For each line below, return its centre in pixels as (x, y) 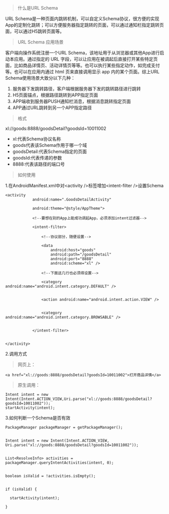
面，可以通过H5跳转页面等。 (35, 31)
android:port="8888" (72, 259)
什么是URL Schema (38, 8)
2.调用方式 (16, 354)
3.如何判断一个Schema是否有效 (38, 418)
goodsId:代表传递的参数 (37, 158)
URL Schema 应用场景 (41, 42)
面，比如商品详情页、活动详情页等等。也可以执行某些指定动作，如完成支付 (82, 65)
